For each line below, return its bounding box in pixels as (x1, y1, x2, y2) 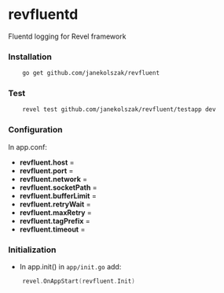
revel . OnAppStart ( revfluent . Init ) (22, 277, 135, 285)
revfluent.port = (19, 165, 74, 175)
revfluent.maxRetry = (19, 207, 92, 217)
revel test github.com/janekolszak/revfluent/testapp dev (22, 106, 216, 113)
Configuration (8, 124, 63, 135)
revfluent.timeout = (19, 224, 86, 234)
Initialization (8, 244, 57, 255)
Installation (8, 51, 53, 62)
